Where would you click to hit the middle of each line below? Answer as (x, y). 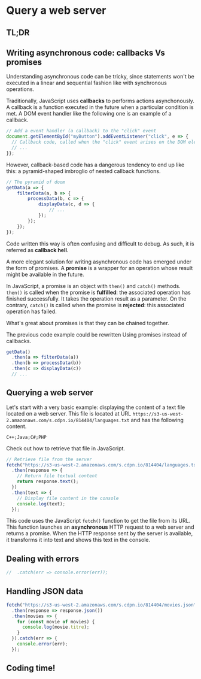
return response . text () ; (48, 482)
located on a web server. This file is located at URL (69, 413)
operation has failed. (31, 311)
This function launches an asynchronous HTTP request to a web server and (100, 527)
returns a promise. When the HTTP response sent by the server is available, (100, 533)
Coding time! (31, 668)
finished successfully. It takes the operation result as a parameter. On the (96, 298)
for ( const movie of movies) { (56, 622)
